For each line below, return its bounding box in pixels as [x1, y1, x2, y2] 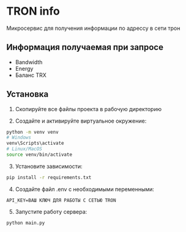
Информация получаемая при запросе [6, 42, 164, 53]
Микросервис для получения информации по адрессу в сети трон [6, 24, 180, 32]
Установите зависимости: [15, 162, 83, 170]
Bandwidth [15, 58, 43, 65]
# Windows [6, 134, 32, 141]
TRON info [6, 4, 60, 18]
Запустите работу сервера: [15, 208, 87, 215]
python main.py [6, 220, 45, 226]
